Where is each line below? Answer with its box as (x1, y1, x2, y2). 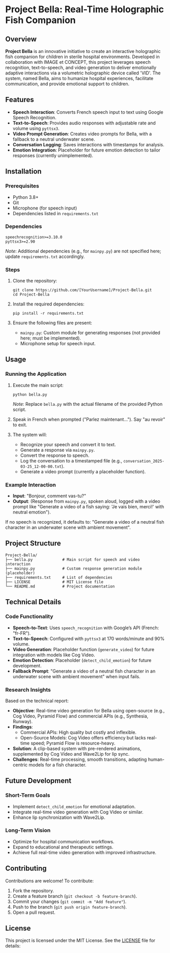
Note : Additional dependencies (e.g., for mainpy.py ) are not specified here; (5, 248, 161, 254)
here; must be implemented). (20, 335, 81, 341)
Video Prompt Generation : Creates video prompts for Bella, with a (12, 131, 152, 137)
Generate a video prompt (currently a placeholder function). (20, 468, 146, 475)
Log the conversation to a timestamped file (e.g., (20, 457, 122, 463)
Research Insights (5, 686, 51, 693)
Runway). (12, 718, 33, 725)
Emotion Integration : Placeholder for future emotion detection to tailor (12, 147, 161, 153)
